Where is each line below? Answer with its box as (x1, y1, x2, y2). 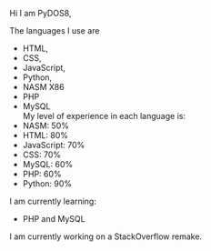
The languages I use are (9, 25, 100, 35)
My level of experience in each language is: (22, 111, 186, 121)
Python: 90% (22, 178, 73, 189)
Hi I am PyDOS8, (9, 8, 72, 18)
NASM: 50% (22, 120, 70, 131)
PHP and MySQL (22, 214, 85, 224)
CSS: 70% (22, 149, 62, 160)
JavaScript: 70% (22, 140, 85, 150)
